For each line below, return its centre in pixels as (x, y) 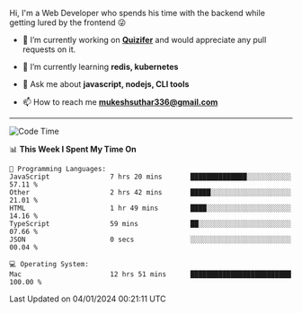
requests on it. (49, 49)
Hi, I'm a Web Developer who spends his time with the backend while (137, 13)
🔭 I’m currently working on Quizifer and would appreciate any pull (144, 40)
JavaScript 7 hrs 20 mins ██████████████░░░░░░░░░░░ (151, 177)
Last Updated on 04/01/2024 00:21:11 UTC (88, 299)
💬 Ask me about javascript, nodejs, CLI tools (106, 84)
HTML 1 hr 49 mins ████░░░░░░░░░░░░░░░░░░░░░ (151, 208)
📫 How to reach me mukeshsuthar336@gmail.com (120, 102)
